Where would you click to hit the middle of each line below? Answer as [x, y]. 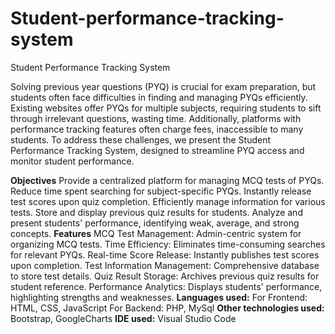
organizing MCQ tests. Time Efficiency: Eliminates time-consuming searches [168, 244]
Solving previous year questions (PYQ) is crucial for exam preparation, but [163, 86]
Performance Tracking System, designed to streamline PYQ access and [157, 150]
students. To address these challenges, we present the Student [141, 139]
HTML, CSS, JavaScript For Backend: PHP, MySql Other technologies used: [167, 308]
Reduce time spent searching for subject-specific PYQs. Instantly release [161, 191]
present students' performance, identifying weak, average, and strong [155, 223]
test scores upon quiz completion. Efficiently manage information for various [168, 201]
